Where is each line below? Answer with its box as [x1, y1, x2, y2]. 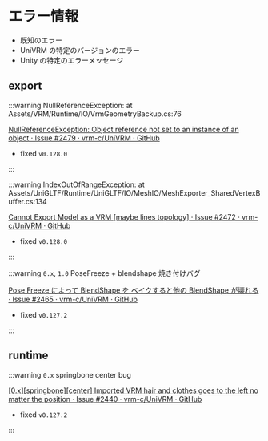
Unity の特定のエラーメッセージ [19, 55, 124, 65]
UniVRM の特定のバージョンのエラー [19, 45, 140, 55]
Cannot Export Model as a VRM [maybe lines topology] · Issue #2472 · [8, 212, 240, 221]
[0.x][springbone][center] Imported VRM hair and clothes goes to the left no [8, 386, 258, 395]
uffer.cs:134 [8, 196, 48, 206]
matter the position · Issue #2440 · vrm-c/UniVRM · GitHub [8, 394, 202, 403]
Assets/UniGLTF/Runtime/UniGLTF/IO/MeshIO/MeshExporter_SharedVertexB [8, 188, 261, 197]
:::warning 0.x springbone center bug [8, 370, 132, 379]
